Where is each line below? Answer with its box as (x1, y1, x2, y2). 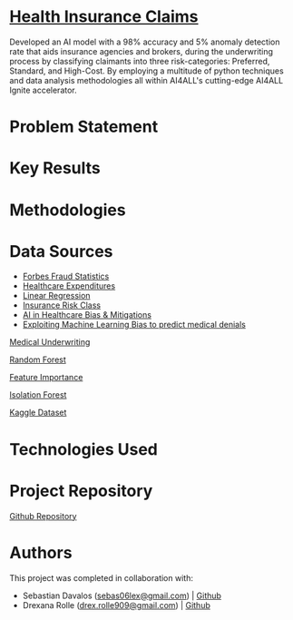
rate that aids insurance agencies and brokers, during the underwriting (9, 45, 274, 56)
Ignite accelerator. (9, 84, 77, 95)
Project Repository (9, 480, 153, 501)
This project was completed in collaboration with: (9, 572, 193, 583)
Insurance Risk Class (22, 300, 102, 310)
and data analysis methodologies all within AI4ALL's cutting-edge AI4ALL (9, 74, 284, 85)
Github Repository (9, 510, 77, 521)
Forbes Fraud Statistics (22, 271, 110, 282)
